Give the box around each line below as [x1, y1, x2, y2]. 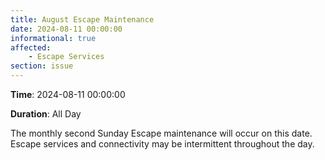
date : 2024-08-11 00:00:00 [10, 24, 123, 34]
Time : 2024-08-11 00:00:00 [10, 89, 126, 100]
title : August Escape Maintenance [10, 14, 155, 25]
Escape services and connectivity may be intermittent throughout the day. [10, 138, 315, 150]
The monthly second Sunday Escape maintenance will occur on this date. [10, 127, 313, 139]
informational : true [10, 33, 97, 43]
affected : [10, 42, 52, 53]
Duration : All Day [10, 108, 82, 120]
